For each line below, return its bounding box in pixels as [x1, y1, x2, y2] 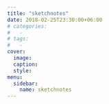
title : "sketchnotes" [7, 10, 69, 17]
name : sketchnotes [19, 86, 72, 93]
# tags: [7, 36, 29, 42]
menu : [7, 73, 23, 81]
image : [13, 55, 32, 62]
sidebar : [13, 80, 38, 87]
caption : [13, 61, 38, 68]
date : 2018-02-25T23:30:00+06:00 [7, 16, 103, 23]
